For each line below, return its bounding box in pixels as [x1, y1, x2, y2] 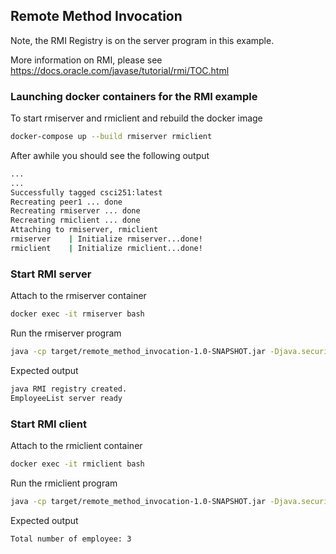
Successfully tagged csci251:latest [10, 187, 163, 198]
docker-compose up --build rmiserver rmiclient [10, 132, 213, 142]
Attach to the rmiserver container [10, 290, 147, 302]
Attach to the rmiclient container [10, 439, 143, 451]
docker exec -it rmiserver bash [10, 309, 145, 319]
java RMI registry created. [10, 384, 128, 394]
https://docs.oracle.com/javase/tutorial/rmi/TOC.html [10, 64, 230, 76]
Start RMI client [10, 417, 87, 431]
